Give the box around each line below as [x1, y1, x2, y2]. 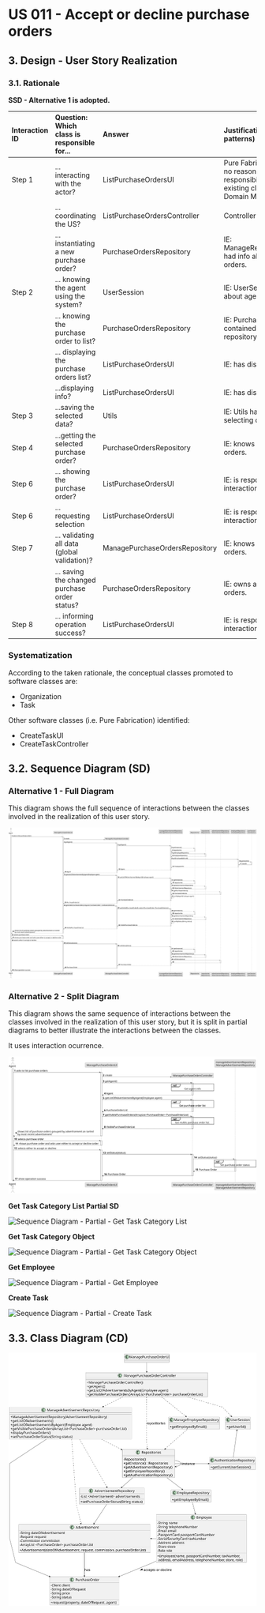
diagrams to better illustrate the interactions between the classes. [8, 1025, 222, 1036]
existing [223, 183, 250, 193]
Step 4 [11, 443, 33, 453]
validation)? [54, 555, 93, 566]
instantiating [54, 239, 95, 248]
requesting [54, 511, 91, 521]
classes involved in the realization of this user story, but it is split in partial [8, 1017, 248, 1027]
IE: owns [223, 579, 252, 589]
